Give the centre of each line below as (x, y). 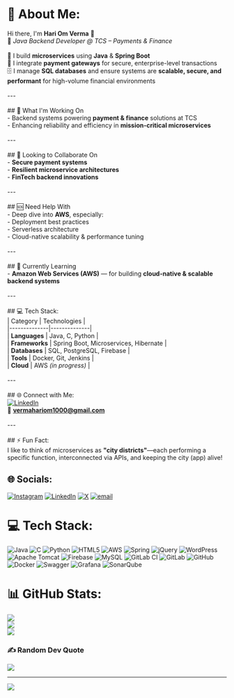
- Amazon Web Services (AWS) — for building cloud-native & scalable (110, 273)
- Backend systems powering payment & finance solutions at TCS (102, 118)
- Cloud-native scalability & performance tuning (76, 237)
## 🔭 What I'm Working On (46, 110)
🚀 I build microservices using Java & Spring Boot (79, 56)
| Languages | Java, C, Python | (53, 335)
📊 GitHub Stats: (55, 594)
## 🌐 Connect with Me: (41, 395)
